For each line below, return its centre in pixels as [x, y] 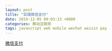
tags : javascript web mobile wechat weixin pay [56, 28]
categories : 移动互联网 [28, 24]
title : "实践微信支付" [27, 14]
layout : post [19, 10]
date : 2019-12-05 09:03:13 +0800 [40, 19]
